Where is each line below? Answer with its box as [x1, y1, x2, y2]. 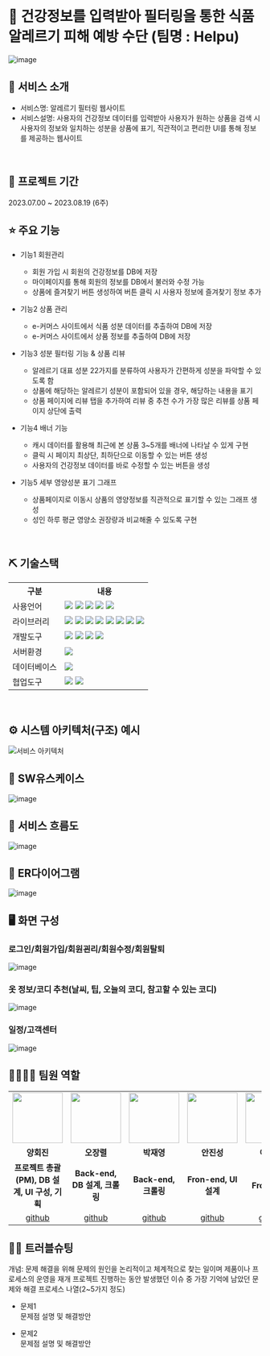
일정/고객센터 [8, 1025, 58, 1036]
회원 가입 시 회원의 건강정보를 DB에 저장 [31, 267, 158, 277]
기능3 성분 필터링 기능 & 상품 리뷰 [19, 348, 126, 359]
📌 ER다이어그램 [8, 867, 80, 880]
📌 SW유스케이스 [8, 772, 84, 786]
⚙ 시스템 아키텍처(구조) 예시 [8, 723, 141, 737]
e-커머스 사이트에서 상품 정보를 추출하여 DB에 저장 [31, 331, 191, 341]
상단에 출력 [47, 406, 82, 416]
